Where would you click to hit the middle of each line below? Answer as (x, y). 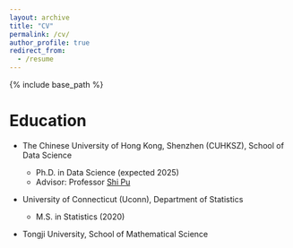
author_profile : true (50, 43)
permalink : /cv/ (39, 34)
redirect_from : (38, 51)
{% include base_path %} (56, 85)
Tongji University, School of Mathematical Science (115, 234)
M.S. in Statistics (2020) (80, 217)
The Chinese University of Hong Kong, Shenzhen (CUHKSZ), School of (153, 145)
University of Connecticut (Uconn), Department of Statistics (133, 199)
